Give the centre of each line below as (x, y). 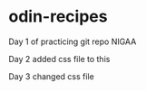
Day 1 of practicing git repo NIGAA (73, 41)
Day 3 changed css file (51, 76)
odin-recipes (58, 17)
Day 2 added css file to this (59, 59)
